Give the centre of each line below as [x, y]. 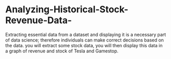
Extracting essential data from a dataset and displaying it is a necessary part [86, 34]
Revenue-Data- [39, 20]
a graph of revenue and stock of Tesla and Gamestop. [62, 51]
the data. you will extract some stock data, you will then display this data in [84, 45]
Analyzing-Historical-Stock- [67, 9]
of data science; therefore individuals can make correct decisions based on [85, 40]
